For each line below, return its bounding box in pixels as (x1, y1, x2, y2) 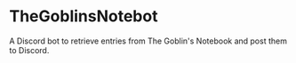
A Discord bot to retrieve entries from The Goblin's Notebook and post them (9, 35, 287, 46)
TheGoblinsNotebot (9, 6, 158, 27)
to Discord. (9, 44, 50, 55)
